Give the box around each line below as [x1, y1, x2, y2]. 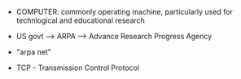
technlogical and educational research [15, 15, 145, 25]
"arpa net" [15, 47, 51, 56]
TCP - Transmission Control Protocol [15, 63, 140, 72]
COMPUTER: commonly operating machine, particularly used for [15, 7, 234, 16]
